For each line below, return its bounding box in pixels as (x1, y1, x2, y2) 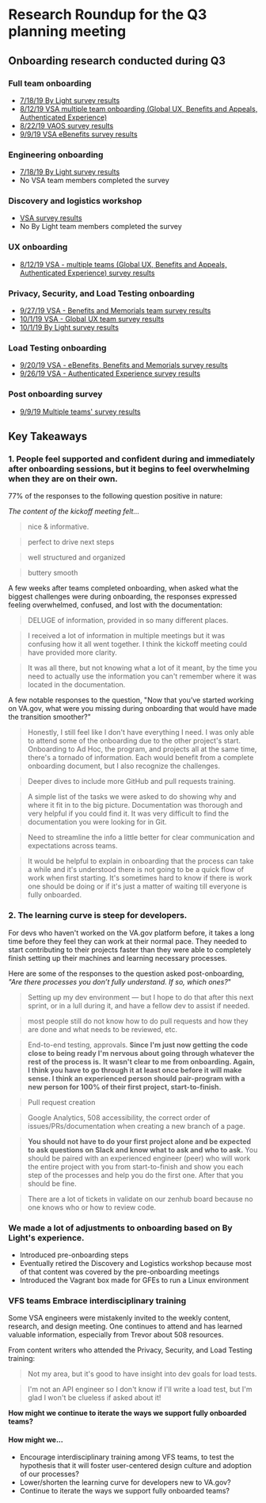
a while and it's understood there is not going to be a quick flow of (27, 865, 245, 874)
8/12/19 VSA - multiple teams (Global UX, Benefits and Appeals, (19, 259, 227, 269)
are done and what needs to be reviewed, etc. (27, 1024, 178, 1034)
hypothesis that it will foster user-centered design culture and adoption (19, 1461, 252, 1470)
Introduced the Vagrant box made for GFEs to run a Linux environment (19, 1275, 249, 1285)
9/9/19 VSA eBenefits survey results (19, 129, 138, 139)
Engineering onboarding (8, 149, 104, 160)
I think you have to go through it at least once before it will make (27, 1065, 242, 1075)
